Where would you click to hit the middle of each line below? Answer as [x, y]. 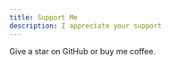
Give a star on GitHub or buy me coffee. [83, 51]
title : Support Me [43, 17]
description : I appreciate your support [86, 26]
